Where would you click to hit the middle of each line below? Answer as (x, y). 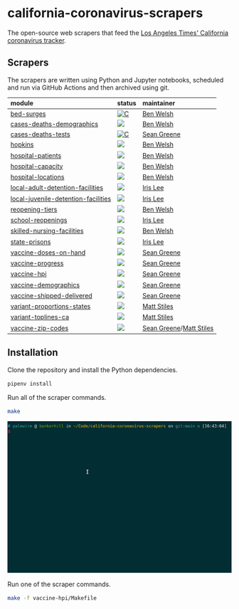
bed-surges (28, 113)
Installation (33, 353)
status (127, 103)
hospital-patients (36, 155)
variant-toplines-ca (40, 317)
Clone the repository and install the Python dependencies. (92, 370)
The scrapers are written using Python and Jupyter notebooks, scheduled (116, 80)
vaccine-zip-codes (39, 328)
